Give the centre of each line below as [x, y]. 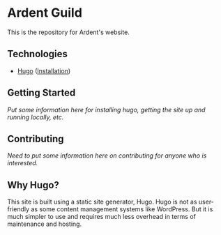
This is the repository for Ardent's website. [69, 32]
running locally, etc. [36, 117]
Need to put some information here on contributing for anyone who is [107, 156]
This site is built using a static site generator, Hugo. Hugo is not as [102, 202]
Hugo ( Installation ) [44, 70]
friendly [18, 209]
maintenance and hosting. [45, 224]
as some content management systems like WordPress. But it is [122, 209]
